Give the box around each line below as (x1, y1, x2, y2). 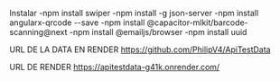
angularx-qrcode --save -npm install (9, 17, 145, 28)
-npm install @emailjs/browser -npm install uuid (69, 27, 247, 37)
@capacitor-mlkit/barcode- (146, 17, 248, 28)
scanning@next (9, 27, 68, 37)
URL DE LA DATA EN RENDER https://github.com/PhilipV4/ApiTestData (9, 44, 271, 55)
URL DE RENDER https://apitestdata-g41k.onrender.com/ (9, 62, 220, 72)
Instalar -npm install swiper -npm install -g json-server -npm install (9, 8, 259, 18)
